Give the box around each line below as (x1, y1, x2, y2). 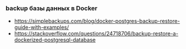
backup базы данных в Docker (5, 4, 98, 12)
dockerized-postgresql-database (14, 37, 96, 44)
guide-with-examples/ (14, 24, 69, 31)
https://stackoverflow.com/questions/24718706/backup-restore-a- (14, 30, 179, 37)
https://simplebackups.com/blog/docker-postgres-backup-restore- (14, 18, 180, 25)
